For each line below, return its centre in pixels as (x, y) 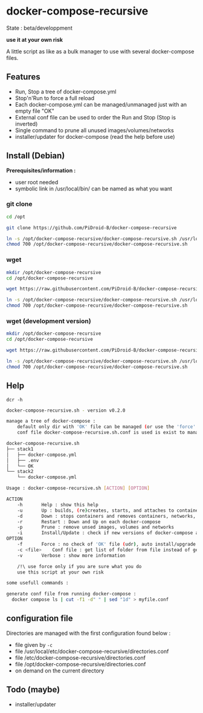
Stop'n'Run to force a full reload (55, 98)
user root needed (37, 182)
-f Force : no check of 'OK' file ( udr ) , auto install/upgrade (107, 544)
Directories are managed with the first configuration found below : (89, 633)
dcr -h (14, 400)
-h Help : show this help (58, 504)
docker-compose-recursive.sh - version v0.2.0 (66, 410)
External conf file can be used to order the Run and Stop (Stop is (95, 117)
